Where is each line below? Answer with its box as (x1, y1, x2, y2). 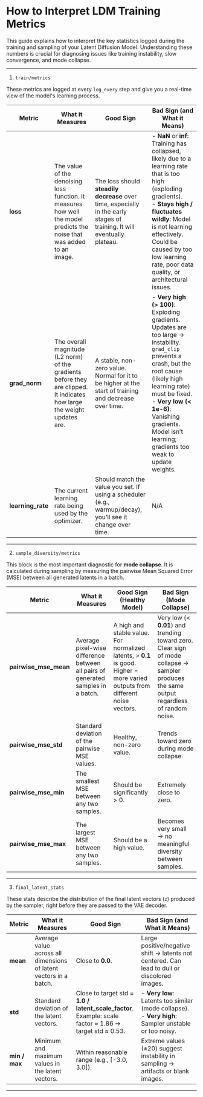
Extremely (157, 781, 186, 789)
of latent (34, 964, 59, 972)
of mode (157, 651, 181, 660)
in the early (95, 207, 127, 215)
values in (34, 1059, 60, 1067)
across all (34, 949, 62, 957)
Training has (152, 139, 187, 148)
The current (54, 486, 88, 494)
